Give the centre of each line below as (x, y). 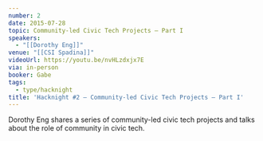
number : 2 (25, 16)
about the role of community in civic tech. (77, 128)
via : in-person (33, 68)
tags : (17, 82)
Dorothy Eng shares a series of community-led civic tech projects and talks (131, 119)
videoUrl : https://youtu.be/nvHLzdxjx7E (77, 61)
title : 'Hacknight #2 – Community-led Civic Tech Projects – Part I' (126, 97)
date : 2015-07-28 (37, 23)
